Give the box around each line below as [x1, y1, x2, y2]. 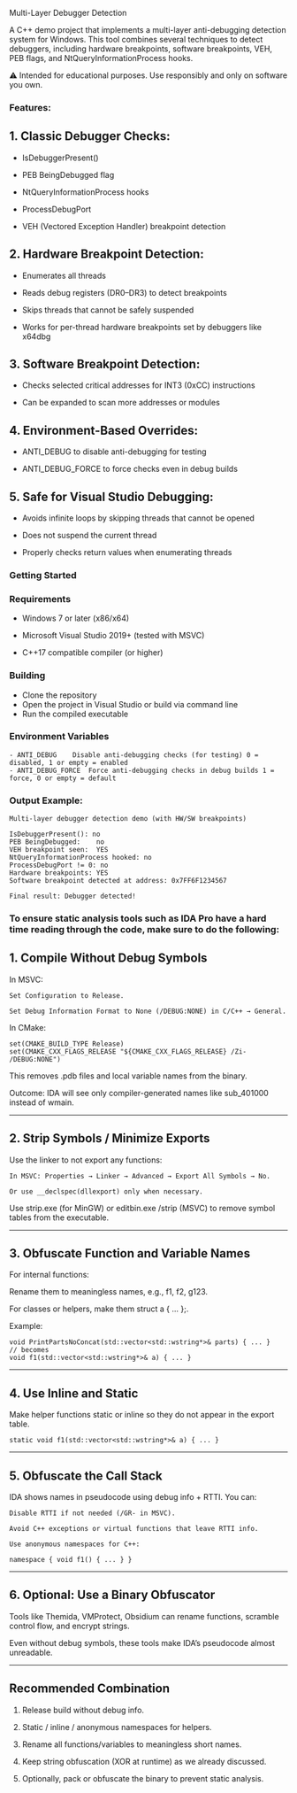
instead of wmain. [9, 1097, 74, 1108]
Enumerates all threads [21, 270, 106, 281]
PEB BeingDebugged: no [9, 838, 104, 846]
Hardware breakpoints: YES [9, 869, 109, 877]
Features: [9, 101, 51, 113]
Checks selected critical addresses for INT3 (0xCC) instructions [21, 380, 255, 390]
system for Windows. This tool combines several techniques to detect [9, 35, 263, 44]
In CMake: [9, 1022, 47, 1032]
